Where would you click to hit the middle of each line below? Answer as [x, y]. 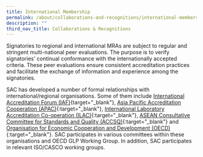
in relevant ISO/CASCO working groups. [56, 147]
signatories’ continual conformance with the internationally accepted [92, 59]
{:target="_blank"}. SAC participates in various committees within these [95, 135]
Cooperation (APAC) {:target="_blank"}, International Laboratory [85, 109]
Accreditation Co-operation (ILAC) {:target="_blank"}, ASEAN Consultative [98, 115]
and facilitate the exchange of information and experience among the [92, 72]
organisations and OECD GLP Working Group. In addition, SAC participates [99, 141]
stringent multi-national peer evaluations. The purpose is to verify [88, 53]
